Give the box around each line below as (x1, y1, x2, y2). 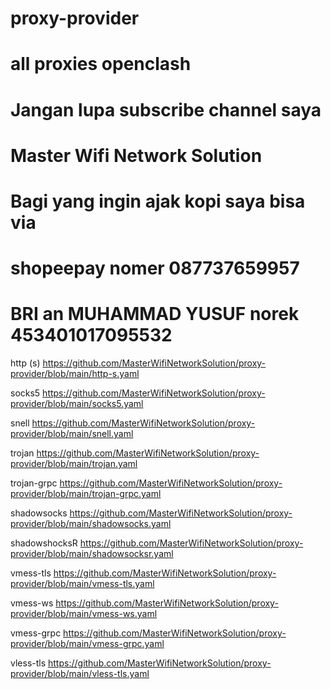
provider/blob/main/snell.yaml (10, 428, 134, 440)
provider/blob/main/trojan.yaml (10, 458, 138, 470)
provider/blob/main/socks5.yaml (10, 398, 144, 410)
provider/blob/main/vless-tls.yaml (10, 668, 150, 680)
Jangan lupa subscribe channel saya (10, 98, 322, 121)
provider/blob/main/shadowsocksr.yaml (10, 548, 174, 560)
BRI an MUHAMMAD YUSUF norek (10, 303, 300, 326)
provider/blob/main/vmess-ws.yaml (10, 608, 158, 620)
